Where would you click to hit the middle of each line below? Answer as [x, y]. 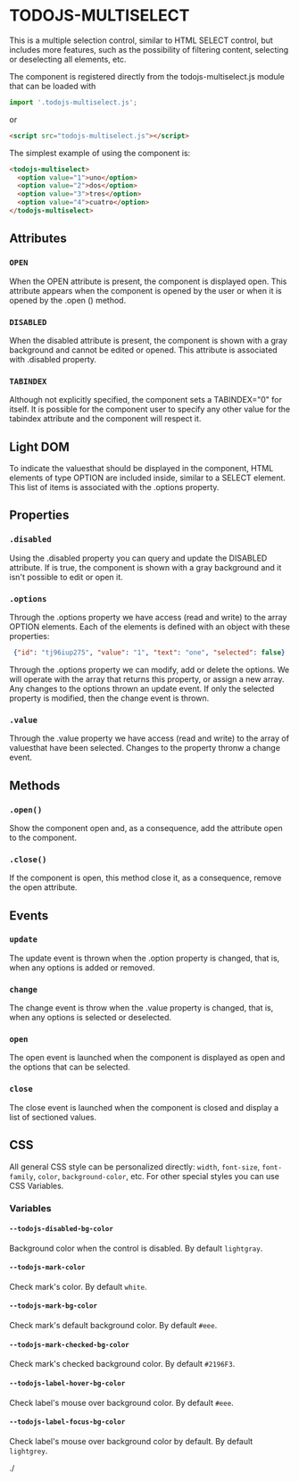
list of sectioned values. [53, 1117]
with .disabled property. [53, 359]
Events [29, 915]
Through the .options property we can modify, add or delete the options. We [149, 670]
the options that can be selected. [70, 1067]
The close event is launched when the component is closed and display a [144, 1107]
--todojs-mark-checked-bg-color [69, 1344]
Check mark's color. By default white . [78, 1286]
